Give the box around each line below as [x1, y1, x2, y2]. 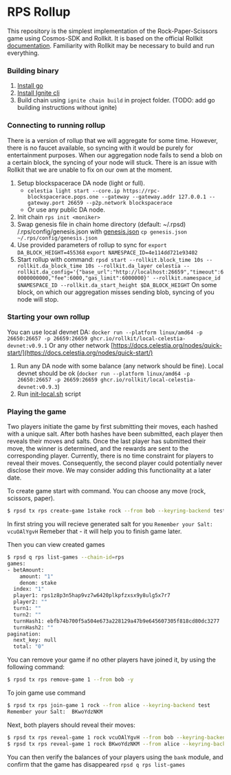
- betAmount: [7, 566, 45, 574]
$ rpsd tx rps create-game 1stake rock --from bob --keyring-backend [7, 508, 211, 515]
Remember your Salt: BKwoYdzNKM [7, 708, 103, 715]
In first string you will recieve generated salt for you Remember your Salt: [7, 520, 213, 528]
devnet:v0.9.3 [16, 383, 58, 390]
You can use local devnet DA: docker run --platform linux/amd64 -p [7, 328, 203, 336]
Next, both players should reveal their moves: [7, 721, 136, 729]
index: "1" [13, 585, 45, 593]
